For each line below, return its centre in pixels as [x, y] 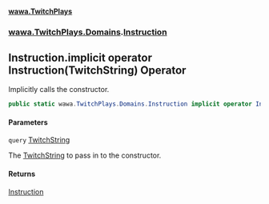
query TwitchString [39, 140]
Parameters [28, 122]
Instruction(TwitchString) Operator [97, 70]
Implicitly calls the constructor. [59, 90]
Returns [22, 174]
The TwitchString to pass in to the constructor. [85, 155]
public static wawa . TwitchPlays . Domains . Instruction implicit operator [130, 104]
